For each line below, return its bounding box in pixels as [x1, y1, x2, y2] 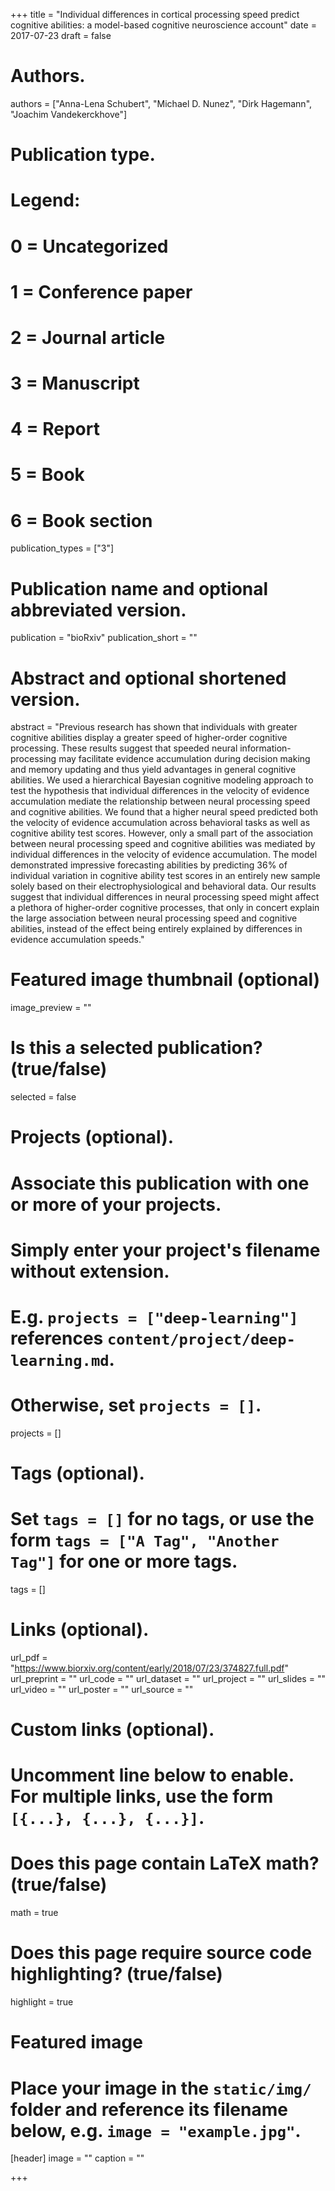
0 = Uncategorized [10, 235, 169, 258]
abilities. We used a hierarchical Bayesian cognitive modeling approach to [10, 774, 314, 786]
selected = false [10, 1091, 77, 1103]
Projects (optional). [10, 1126, 175, 1149]
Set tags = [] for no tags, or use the [10, 1508, 315, 1531]
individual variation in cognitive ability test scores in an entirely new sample [10, 870, 321, 882]
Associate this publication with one [10, 1172, 310, 1194]
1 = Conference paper [10, 280, 193, 303]
